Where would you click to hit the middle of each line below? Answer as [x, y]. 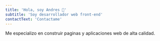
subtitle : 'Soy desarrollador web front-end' [54, 14]
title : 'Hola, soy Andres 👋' [36, 10]
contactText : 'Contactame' [34, 19]
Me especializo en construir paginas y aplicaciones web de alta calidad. [80, 33]
